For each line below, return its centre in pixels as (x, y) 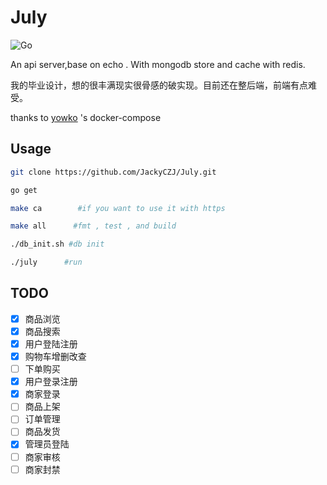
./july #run (46, 262)
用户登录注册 (51, 382)
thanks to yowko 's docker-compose (86, 117)
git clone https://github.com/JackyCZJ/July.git (113, 172)
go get (24, 190)
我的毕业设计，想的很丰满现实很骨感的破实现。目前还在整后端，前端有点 (159, 85)
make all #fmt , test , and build (93, 226)
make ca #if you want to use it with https (118, 208)
